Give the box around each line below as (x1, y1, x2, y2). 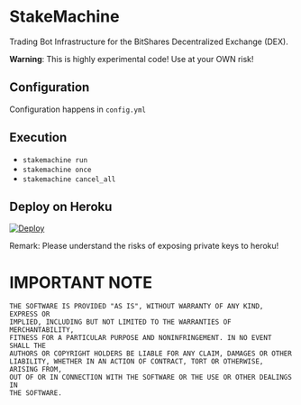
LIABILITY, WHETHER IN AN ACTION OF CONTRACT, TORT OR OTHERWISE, (9, 357, 264, 366)
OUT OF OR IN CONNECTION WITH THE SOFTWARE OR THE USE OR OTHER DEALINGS (9, 373, 293, 382)
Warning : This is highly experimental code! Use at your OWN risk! (9, 53, 254, 64)
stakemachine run (22, 155, 88, 164)
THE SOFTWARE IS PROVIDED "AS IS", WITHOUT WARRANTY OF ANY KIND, (9, 302, 264, 311)
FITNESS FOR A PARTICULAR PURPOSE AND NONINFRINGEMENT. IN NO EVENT (9, 334, 272, 343)
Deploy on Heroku (9, 198, 113, 214)
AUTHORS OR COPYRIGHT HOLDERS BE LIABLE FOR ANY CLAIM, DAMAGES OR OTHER (9, 349, 293, 358)
